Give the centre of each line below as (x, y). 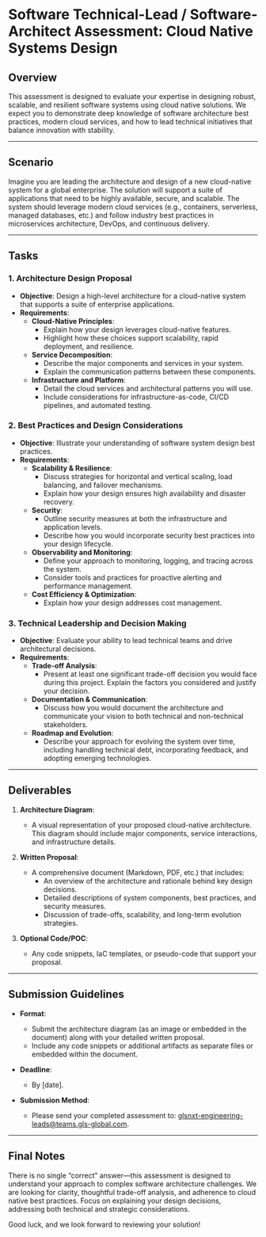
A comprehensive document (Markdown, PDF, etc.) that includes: (138, 872)
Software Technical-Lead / (98, 15)
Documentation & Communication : (89, 699)
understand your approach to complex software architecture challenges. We (133, 1184)
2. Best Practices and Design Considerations (96, 425)
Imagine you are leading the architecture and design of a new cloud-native (130, 181)
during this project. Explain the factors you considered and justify (150, 683)
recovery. (59, 501)
